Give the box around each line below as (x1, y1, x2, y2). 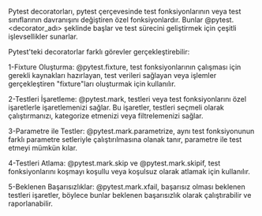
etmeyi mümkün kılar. (8, 143, 77, 152)
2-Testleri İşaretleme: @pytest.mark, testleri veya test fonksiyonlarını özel (8, 95, 247, 103)
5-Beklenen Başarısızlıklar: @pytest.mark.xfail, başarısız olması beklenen (8, 182, 246, 192)
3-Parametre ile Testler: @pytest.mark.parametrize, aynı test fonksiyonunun (8, 126, 255, 136)
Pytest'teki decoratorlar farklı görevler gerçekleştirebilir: (8, 47, 190, 56)
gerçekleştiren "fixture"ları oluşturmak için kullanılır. (8, 79, 176, 88)
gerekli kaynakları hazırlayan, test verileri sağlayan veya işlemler (8, 71, 217, 80)
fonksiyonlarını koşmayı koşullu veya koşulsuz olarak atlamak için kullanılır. (8, 167, 251, 176)
